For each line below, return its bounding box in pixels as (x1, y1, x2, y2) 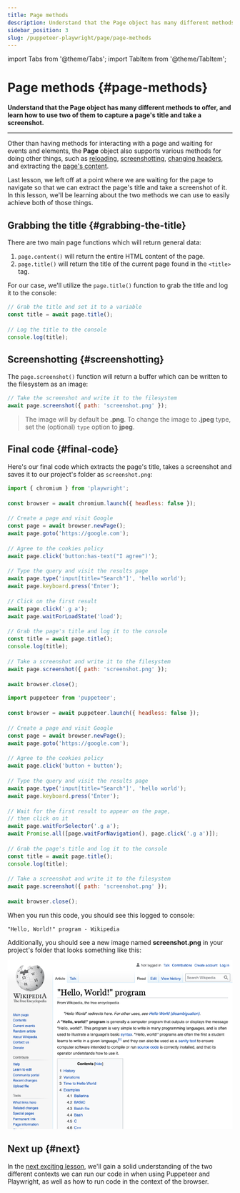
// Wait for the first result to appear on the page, (7, 808, 171, 815)
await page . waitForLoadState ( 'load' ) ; (7, 613, 123, 620)
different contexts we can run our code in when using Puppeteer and (7, 1169, 211, 1178)
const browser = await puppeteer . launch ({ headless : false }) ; (7, 710, 200, 717)
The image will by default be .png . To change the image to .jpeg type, (24, 415, 231, 423)
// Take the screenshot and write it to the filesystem (7, 395, 177, 402)
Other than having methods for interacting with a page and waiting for (7, 139, 213, 148)
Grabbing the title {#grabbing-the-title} (7, 219, 186, 232)
